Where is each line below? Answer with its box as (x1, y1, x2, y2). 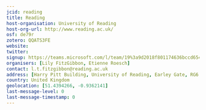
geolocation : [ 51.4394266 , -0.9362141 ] (6, 83, 109, 89)
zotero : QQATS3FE (6, 37, 51, 43)
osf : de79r (6, 32, 34, 38)
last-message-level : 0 (6, 89, 64, 95)
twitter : (6, 49, 29, 55)
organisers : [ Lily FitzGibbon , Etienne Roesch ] (6, 60, 131, 66)
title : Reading (6, 15, 45, 21)
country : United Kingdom (6, 77, 70, 83)
